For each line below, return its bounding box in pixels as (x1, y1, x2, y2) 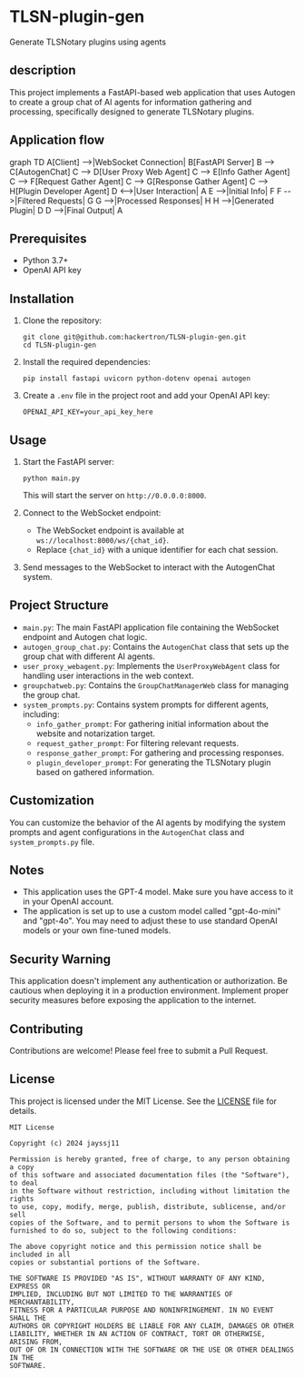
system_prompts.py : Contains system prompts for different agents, (22, 699, 270, 710)
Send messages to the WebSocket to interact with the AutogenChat (22, 562, 275, 573)
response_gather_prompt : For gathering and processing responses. (35, 747, 285, 758)
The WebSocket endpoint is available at (35, 525, 184, 536)
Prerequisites (9, 231, 87, 246)
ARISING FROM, (9, 1337, 64, 1346)
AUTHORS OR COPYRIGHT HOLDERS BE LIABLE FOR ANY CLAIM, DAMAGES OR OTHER (9, 1321, 295, 1331)
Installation (9, 290, 74, 306)
